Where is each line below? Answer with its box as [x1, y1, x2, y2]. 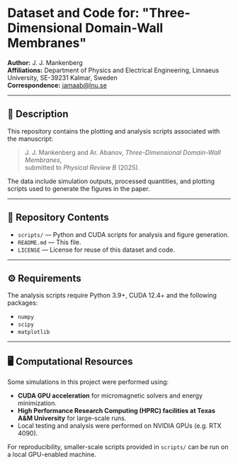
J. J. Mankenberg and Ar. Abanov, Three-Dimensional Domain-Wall [24, 148, 221, 156]
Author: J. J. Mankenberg [7, 58, 83, 66]
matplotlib [17, 329, 50, 336]
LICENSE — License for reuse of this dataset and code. [17, 245, 176, 254]
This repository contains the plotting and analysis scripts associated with [7, 127, 220, 135]
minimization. [17, 399, 57, 407]
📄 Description [7, 108, 69, 120]
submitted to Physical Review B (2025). [24, 163, 140, 171]
